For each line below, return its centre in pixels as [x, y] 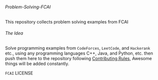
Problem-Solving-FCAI [28, 7]
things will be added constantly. [37, 64]
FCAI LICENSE [19, 73]
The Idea [14, 33]
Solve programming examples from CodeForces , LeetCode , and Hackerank [78, 48]
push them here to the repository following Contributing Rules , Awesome [79, 59]
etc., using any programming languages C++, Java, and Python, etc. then [79, 53]
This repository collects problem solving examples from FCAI [67, 22]
